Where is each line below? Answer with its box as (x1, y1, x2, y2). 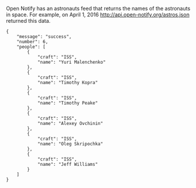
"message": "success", (16, 34, 72, 40)
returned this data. (6, 18, 51, 24)
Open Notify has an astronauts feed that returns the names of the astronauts (6, 5, 191, 12)
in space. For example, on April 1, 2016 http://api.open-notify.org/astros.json (6, 11, 190, 18)
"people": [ (16, 44, 46, 50)
